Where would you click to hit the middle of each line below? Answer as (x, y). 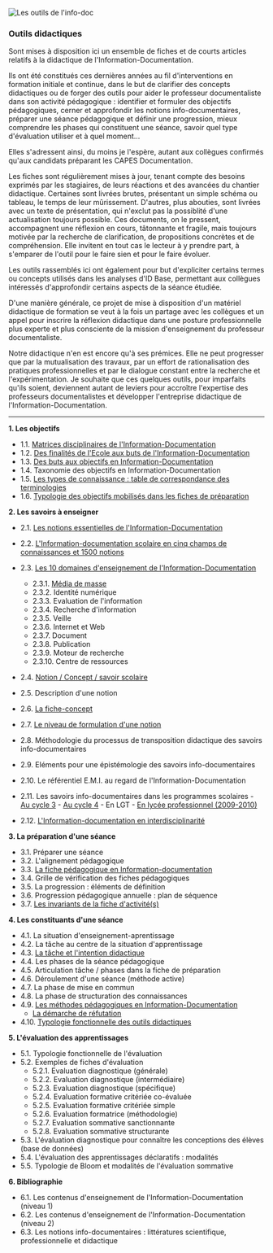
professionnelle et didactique (69, 1241)
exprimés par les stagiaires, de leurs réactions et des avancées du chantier (134, 185)
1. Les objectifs (34, 429)
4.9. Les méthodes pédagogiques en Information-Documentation (129, 1005)
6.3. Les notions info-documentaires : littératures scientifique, (123, 1232)
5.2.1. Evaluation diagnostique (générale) (100, 1071)
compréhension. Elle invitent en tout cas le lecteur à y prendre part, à (124, 246)
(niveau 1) (37, 1206)
